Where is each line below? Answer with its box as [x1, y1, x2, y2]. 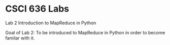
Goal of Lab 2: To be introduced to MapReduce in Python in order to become [5, 29, 165, 35]
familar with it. [5, 35, 35, 41]
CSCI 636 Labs [5, 3, 70, 15]
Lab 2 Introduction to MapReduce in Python [5, 20, 96, 26]
